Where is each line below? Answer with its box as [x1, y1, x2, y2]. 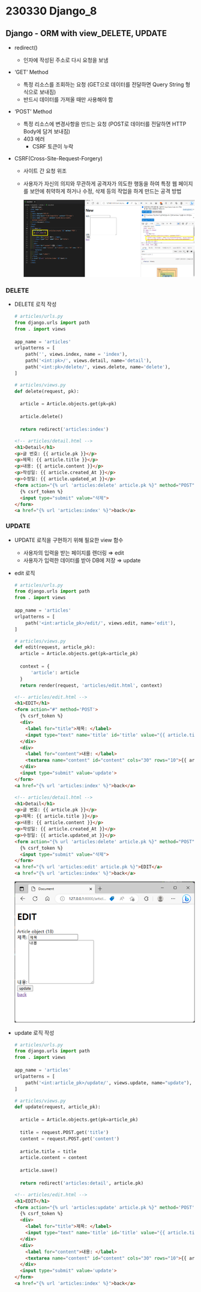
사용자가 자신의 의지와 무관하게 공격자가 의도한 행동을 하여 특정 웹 [23, 180, 178, 187]
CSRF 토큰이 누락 [32, 143, 74, 150]
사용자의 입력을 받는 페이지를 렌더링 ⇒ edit [23, 549, 124, 556]
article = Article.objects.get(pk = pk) [20, 401, 117, 407]
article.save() [20, 1168, 58, 1174]
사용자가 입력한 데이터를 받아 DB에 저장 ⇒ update [23, 556, 141, 564]
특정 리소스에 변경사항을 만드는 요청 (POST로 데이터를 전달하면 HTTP [23, 120, 187, 127]
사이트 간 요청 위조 [23, 167, 67, 174]
